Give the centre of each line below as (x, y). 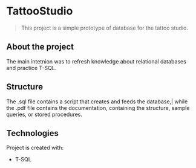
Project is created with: (35, 148)
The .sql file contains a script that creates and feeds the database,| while (97, 102)
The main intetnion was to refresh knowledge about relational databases (96, 61)
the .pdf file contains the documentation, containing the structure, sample (98, 108)
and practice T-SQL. (31, 68)
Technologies (33, 133)
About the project (40, 47)
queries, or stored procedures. (44, 114)
